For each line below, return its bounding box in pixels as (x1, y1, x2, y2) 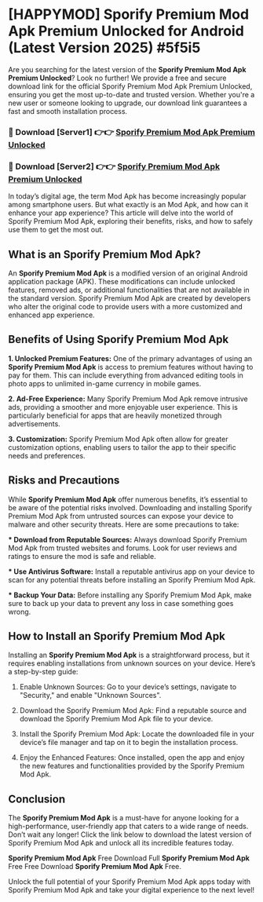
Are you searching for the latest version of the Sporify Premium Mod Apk (8, 64, 247, 74)
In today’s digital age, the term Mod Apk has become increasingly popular (8, 192, 247, 201)
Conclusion (8, 792, 66, 805)
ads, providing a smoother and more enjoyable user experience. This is (8, 402, 238, 411)
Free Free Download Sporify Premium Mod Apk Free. (8, 862, 182, 871)
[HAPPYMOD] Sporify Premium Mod (8, 5, 250, 24)
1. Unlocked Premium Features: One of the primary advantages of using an (8, 353, 253, 363)
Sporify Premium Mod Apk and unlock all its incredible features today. (8, 838, 234, 848)
